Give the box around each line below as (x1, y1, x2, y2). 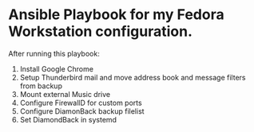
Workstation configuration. (8, 22, 193, 41)
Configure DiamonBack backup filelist (19, 106, 145, 116)
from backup (19, 81, 62, 91)
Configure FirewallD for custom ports (19, 98, 142, 107)
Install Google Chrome (19, 64, 94, 73)
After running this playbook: (8, 49, 100, 58)
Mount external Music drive (19, 89, 110, 99)
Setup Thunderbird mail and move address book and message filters (19, 72, 246, 82)
